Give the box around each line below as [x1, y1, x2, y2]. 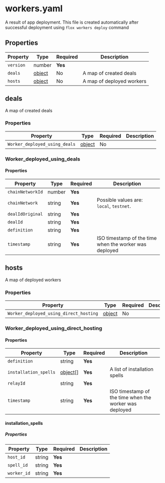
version [7, 62, 26, 68]
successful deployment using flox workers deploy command [5, 24, 129, 30]
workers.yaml [5, 3, 63, 14]
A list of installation [110, 366, 154, 373]
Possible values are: [96, 196, 143, 203]
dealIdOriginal [7, 211, 43, 217]
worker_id [7, 470, 30, 476]
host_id [7, 454, 26, 460]
